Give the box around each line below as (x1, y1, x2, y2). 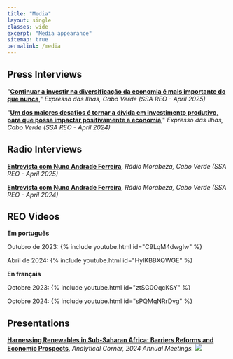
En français (7, 270, 41, 279)
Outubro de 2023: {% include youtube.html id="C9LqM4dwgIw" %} (7, 243, 203, 251)
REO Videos (7, 211, 60, 223)
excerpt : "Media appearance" (7, 29, 92, 37)
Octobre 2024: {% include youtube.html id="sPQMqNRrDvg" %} (7, 297, 193, 305)
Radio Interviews (7, 143, 83, 155)
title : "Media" (7, 10, 52, 17)
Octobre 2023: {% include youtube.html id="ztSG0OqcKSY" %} (7, 283, 191, 292)
